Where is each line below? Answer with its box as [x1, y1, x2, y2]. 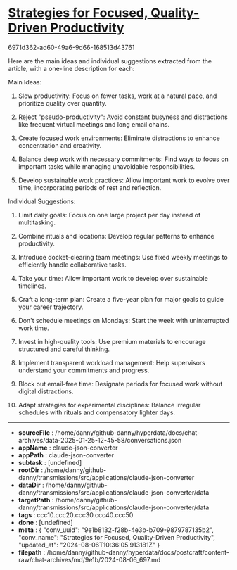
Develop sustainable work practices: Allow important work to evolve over [18, 176, 230, 184]
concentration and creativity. [18, 141, 102, 149]
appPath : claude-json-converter [18, 450, 115, 459]
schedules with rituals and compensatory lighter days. [18, 408, 175, 417]
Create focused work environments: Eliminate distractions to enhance [18, 134, 221, 142]
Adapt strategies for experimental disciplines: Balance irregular [18, 400, 201, 409]
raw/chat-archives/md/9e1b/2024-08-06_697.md [18, 555, 161, 564]
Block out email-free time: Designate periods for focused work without [18, 379, 223, 388]
